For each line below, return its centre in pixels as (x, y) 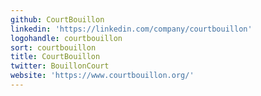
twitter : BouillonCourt (60, 66)
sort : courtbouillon (53, 47)
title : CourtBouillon (55, 57)
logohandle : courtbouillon (66, 38)
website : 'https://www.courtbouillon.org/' (102, 76)
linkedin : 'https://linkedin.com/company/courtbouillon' (131, 29)
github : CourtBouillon (57, 19)
